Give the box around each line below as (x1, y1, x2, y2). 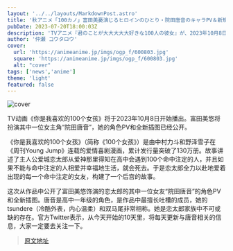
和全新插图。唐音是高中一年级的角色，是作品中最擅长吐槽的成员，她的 (7, 196, 208, 205)
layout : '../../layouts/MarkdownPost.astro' (7, 10, 138, 17)
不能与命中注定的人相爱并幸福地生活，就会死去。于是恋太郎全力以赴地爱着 (12, 164, 226, 172)
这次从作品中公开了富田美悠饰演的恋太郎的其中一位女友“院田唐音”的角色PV (7, 187, 221, 196)
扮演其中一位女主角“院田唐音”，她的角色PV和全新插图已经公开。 (7, 123, 191, 132)
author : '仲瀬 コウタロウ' (7, 36, 78, 43)
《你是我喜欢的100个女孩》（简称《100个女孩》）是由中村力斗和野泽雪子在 (7, 138, 216, 146)
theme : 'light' (7, 74, 51, 82)
